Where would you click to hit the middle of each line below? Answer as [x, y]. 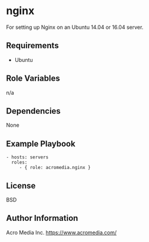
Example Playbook [41, 143]
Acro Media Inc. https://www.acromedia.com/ [61, 232]
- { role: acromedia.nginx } [55, 168]
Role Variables [33, 79]
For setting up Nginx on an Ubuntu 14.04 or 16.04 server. [75, 27]
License [21, 186]
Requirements [32, 46]
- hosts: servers [27, 157]
